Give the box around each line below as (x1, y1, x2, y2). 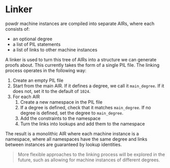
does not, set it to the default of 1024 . (12, 88, 91, 94)
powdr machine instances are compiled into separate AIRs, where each (5, 20, 155, 27)
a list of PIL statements (12, 41, 61, 47)
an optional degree (12, 36, 52, 42)
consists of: (5, 26, 30, 32)
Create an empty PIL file (12, 77, 64, 83)
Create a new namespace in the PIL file (20, 99, 103, 105)
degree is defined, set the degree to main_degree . (20, 110, 124, 116)
